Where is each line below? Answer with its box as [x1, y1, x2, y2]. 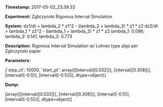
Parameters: [5, 58, 31, 63]
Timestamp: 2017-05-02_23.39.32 [5, 4, 75, 10]
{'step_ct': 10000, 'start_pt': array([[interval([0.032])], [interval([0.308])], [5, 67, 151, 73]
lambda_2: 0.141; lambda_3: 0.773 [5, 34, 72, 39]
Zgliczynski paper [5, 48, 41, 54]
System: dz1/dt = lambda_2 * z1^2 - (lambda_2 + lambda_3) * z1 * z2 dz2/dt [5, 23, 158, 29]
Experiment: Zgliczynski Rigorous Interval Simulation [5, 14, 113, 19]
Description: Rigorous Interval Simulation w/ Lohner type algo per [5, 43, 139, 48]
